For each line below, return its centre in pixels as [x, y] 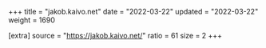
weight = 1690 [32, 20]
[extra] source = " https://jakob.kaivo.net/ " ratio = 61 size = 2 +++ [115, 36]
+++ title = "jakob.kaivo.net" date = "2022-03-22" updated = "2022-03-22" [133, 12]
